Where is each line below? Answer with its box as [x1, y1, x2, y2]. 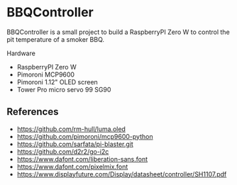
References [6, 106, 59, 118]
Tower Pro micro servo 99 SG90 [16, 85, 111, 94]
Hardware [6, 49, 36, 57]
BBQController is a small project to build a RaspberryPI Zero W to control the [6, 28, 230, 36]
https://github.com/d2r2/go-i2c [16, 147, 109, 156]
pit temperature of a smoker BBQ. [6, 35, 104, 43]
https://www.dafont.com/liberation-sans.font [16, 155, 148, 163]
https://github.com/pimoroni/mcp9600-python [16, 132, 153, 140]
